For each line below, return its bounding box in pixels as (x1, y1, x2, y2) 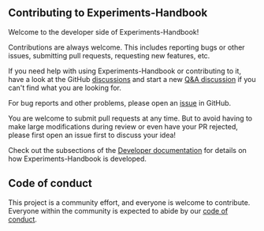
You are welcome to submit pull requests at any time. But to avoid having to (8, 114, 253, 123)
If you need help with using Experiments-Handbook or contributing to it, (8, 66, 242, 76)
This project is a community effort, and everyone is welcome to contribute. (8, 197, 251, 207)
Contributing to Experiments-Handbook (8, 6, 208, 20)
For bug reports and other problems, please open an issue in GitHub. (8, 98, 232, 107)
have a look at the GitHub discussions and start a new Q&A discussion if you (8, 74, 256, 84)
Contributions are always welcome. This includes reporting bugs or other (8, 43, 246, 52)
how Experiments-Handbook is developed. (8, 154, 147, 163)
